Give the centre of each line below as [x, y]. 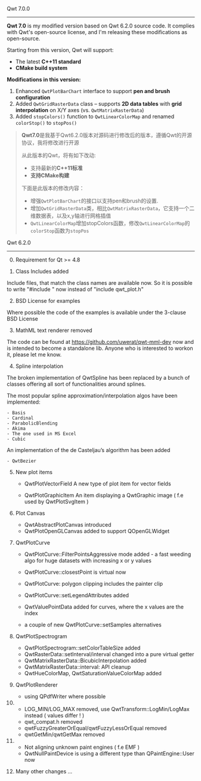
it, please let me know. [34, 354]
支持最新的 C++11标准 [56, 168]
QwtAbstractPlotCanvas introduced [68, 525]
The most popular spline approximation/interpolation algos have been [92, 396]
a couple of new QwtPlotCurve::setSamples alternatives [93, 625]
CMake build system [41, 68]
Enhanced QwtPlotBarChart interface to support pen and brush [93, 91]
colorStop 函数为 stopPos [60, 230]
